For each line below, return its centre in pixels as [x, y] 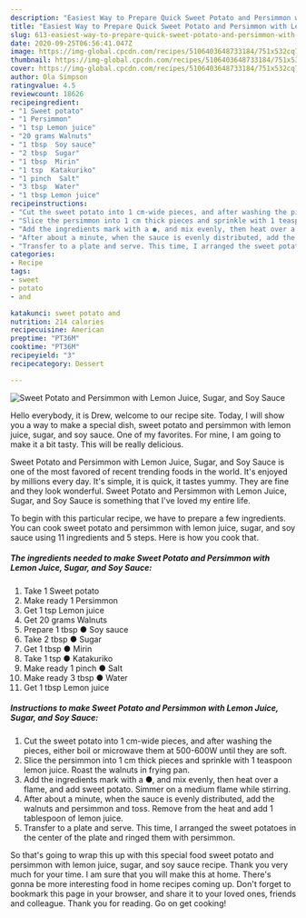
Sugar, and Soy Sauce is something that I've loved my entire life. [130, 500]
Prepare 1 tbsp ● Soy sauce [76, 629]
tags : [20, 272]
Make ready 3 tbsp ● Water [75, 677]
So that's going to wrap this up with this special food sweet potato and [142, 854]
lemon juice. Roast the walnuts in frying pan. [106, 770]
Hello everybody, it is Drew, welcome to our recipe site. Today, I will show [148, 415]
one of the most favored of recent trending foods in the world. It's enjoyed [149, 471]
